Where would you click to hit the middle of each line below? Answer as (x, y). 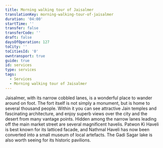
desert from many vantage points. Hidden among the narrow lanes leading (81, 119)
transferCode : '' (23, 33)
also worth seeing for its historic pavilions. (48, 140)
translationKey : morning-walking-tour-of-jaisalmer (59, 14)
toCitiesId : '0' (22, 51)
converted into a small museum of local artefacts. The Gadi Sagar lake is (79, 135)
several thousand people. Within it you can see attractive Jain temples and (81, 108)
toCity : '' (16, 47)
